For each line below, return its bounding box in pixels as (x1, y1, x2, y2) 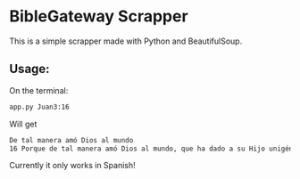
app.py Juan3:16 (9, 102, 70, 111)
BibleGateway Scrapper (9, 6, 189, 27)
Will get (9, 118, 37, 129)
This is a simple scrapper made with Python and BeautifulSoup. (9, 36, 243, 46)
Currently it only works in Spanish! (9, 160, 136, 171)
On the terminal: (9, 85, 69, 95)
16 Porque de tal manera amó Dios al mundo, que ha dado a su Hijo (9, 144, 266, 153)
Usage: (9, 61, 51, 77)
